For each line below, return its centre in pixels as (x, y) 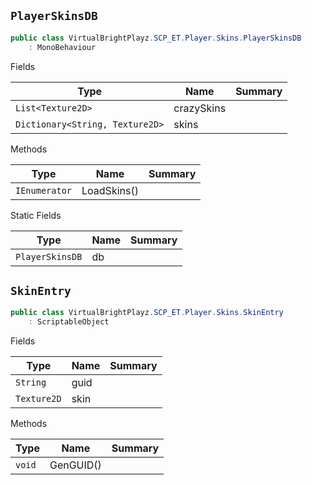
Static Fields (36, 215)
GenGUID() (75, 465)
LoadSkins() (110, 190)
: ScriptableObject (69, 322)
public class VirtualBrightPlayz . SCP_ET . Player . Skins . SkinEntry (147, 313)
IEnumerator (44, 190)
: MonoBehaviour (62, 47)
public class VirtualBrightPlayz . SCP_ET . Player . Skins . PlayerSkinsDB (156, 38)
